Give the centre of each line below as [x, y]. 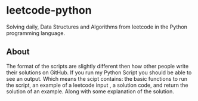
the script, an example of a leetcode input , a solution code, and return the [97, 85]
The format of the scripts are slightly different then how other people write [98, 66]
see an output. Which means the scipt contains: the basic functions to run [97, 78]
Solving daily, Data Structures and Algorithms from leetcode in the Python [97, 27]
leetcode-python [49, 10]
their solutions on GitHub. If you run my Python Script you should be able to [99, 72]
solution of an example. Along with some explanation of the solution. [90, 91]
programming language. [36, 33]
